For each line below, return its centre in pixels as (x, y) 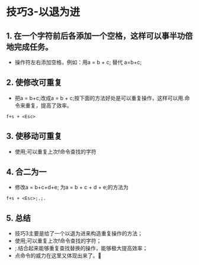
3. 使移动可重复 (34, 136)
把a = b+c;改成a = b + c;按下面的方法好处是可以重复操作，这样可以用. (99, 98)
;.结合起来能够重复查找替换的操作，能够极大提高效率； (81, 248)
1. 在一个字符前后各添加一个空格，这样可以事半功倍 (99, 36)
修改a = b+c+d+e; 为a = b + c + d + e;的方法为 (71, 188)
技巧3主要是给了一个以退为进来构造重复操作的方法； (79, 234)
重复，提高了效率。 (49, 105)
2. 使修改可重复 (34, 83)
